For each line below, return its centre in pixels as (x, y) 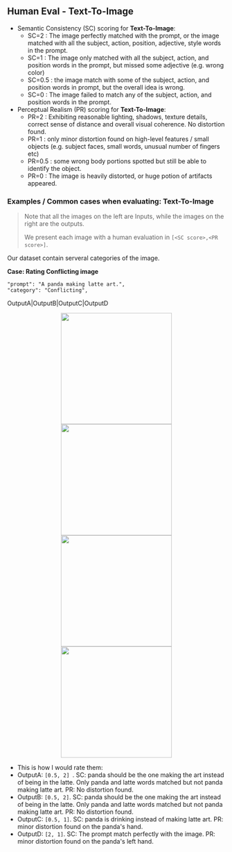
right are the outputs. (54, 224)
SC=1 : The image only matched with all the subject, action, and (118, 58)
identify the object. (54, 168)
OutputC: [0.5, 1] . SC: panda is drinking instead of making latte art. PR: (120, 819)
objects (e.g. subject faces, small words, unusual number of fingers (124, 146)
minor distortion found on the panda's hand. (80, 827)
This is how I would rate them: (60, 768)
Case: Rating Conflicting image (53, 272)
